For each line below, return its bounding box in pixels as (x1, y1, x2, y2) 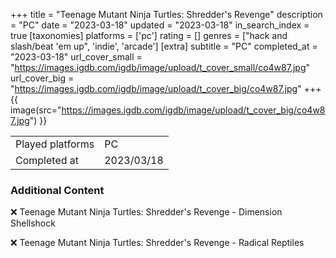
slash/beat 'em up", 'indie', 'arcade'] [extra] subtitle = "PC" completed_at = (10, 40, 318, 52)
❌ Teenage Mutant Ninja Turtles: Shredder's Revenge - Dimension (10, 206, 283, 218)
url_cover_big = (10, 72, 75, 84)
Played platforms (15, 137, 95, 151)
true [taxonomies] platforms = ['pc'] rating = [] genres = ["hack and (10, 30, 288, 41)
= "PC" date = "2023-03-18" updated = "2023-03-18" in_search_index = (10, 19, 310, 31)
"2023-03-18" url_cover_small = (10, 51, 143, 63)
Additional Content (10, 183, 105, 197)
